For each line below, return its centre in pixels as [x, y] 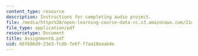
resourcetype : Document [35, 33]
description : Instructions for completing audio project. [79, 17]
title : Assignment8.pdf [35, 38]
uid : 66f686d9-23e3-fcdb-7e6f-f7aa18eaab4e [60, 44]
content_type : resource [35, 11]
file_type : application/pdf [41, 28]
